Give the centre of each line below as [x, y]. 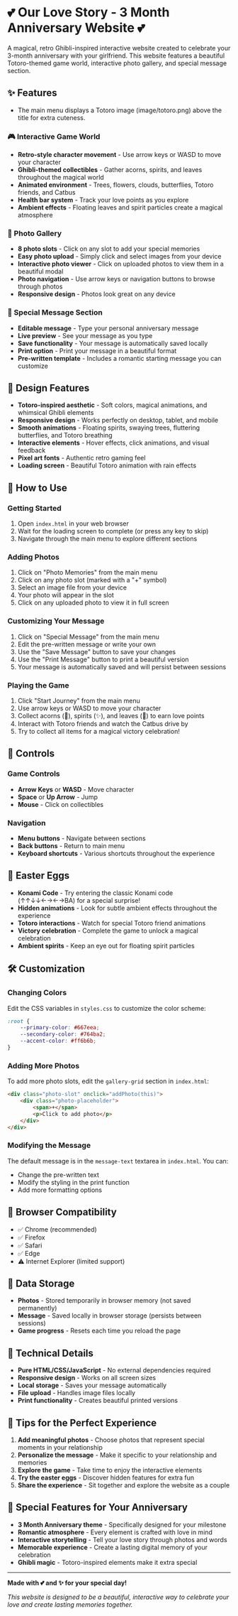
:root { [19, 1021]
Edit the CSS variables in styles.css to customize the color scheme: [107, 1008]
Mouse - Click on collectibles [61, 804]
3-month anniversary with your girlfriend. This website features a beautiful [116, 55]
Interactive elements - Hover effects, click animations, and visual [113, 443]
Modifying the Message [49, 1146]
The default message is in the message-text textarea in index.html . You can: [118, 1161]
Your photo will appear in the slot [66, 595]
